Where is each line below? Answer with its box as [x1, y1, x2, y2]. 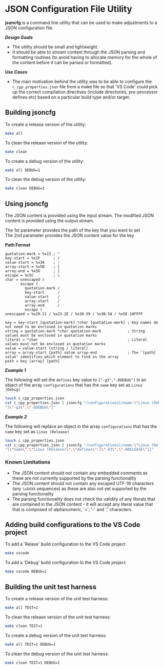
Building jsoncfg [5, 108, 56, 117]
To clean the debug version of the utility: [5, 177, 86, 182]
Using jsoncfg [5, 200, 49, 208]
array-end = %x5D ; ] [5, 269, 60, 274]
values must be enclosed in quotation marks [5, 333, 97, 338]
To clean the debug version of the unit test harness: [5, 651, 109, 657]
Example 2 [5, 413, 27, 420]
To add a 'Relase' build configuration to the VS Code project [5, 541, 126, 547]
